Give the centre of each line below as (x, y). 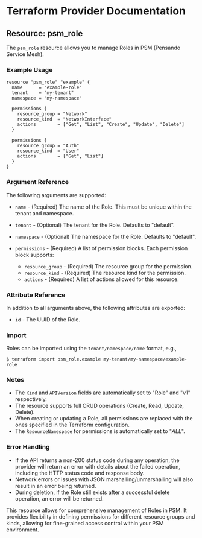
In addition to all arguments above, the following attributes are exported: (96, 308)
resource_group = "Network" (52, 114)
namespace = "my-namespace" (47, 98)
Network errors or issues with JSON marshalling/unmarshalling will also (104, 479)
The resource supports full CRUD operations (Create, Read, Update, (99, 406)
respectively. (31, 399)
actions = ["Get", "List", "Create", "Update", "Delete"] (101, 125)
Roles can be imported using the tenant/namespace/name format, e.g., (91, 349)
